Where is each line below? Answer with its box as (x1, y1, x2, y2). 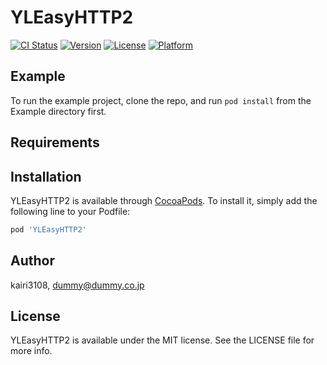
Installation (10, 168, 82, 185)
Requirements (10, 134, 100, 151)
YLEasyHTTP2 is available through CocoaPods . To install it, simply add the (10, 194, 318, 206)
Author (10, 252, 55, 270)
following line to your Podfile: (10, 205, 131, 217)
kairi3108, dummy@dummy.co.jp (10, 279, 145, 291)
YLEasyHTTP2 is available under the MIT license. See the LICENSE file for (10, 334, 315, 346)
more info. (10, 345, 53, 357)
